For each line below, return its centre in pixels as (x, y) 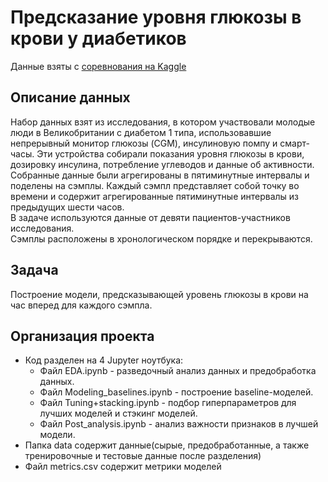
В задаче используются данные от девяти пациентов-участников (150, 217)
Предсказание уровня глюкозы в (156, 17)
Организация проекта (82, 336)
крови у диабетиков (98, 38)
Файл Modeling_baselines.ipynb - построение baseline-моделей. (176, 392)
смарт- (294, 143)
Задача (34, 270)
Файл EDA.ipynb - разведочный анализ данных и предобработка (178, 371)
